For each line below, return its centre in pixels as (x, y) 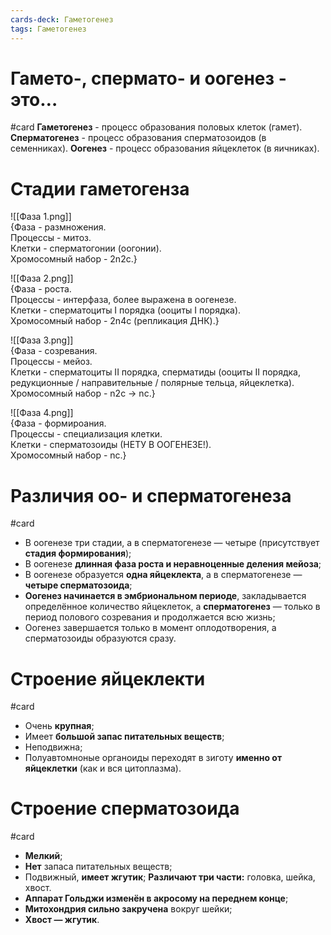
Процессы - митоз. (51, 238)
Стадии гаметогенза (100, 188)
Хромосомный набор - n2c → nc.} (83, 393)
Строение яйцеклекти (108, 678)
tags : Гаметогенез (48, 29)
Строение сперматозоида (125, 808)
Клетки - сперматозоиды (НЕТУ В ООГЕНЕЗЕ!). (111, 445)
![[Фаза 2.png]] (42, 278)
